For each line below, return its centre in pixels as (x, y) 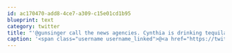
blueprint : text (30, 20)
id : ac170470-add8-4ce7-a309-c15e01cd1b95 (69, 13)
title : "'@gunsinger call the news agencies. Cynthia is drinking (105, 33)
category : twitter (33, 26)
